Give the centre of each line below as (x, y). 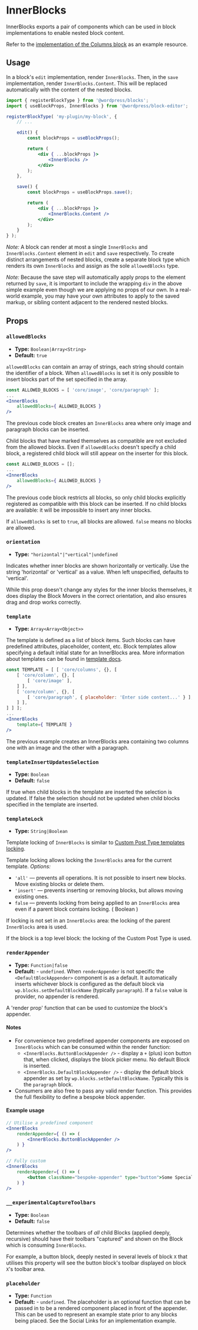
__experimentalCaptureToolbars (51, 1203)
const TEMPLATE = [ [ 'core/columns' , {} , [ (62, 670)
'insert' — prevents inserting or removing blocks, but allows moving (99, 890)
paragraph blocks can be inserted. (48, 429)
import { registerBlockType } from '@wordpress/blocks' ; (77, 100)
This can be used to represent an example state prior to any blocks (96, 1315)
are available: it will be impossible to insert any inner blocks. (79, 510)
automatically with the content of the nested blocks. (69, 90)
